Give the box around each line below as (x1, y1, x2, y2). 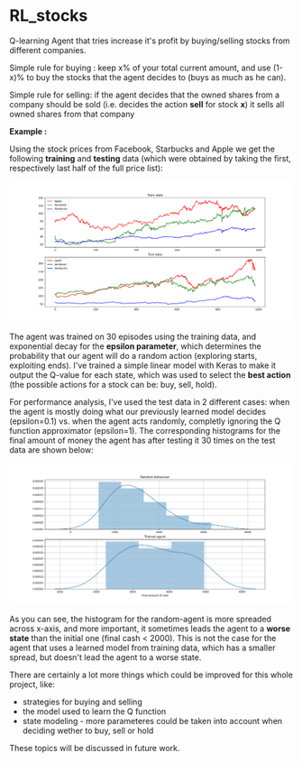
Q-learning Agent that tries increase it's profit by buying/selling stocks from (9, 35, 290, 46)
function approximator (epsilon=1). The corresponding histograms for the (9, 426, 281, 436)
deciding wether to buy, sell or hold (22, 725, 154, 736)
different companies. (9, 44, 87, 55)
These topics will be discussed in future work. (9, 742, 180, 753)
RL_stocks (9, 5, 88, 26)
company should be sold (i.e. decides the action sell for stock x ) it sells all (9, 98, 285, 109)
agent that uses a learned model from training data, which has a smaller (9, 642, 276, 653)
